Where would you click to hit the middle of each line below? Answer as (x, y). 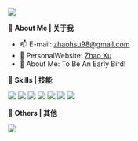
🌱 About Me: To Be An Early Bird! (73, 64)
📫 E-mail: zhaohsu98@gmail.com (74, 44)
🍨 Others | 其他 (33, 113)
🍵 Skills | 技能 (30, 80)
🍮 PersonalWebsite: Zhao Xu (65, 56)
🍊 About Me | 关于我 (41, 28)
